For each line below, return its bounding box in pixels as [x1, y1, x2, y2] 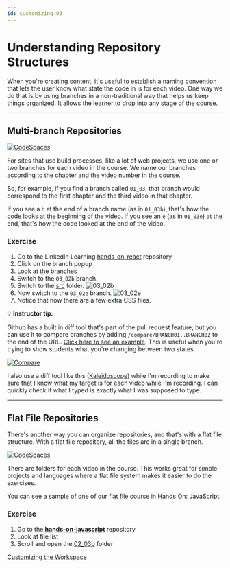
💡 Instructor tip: [7, 309, 53, 318]
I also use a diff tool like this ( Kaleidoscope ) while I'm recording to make [7, 371, 210, 379]
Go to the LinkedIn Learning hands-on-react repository [16, 252, 172, 261]
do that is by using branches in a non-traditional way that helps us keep [7, 91, 209, 99]
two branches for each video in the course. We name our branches [7, 164, 196, 172]
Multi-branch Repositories [7, 125, 122, 137]
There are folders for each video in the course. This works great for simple [7, 464, 218, 473]
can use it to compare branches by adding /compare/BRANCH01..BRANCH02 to [7, 330, 218, 338]
